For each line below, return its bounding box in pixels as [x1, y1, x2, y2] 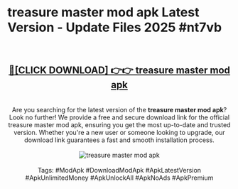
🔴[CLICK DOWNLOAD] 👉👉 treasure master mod [8, 65, 231, 77]
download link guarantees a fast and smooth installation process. [24, 136, 215, 144]
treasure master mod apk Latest [7, 4, 200, 21]
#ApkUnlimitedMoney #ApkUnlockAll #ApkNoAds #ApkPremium [25, 173, 214, 182]
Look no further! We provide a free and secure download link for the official [9, 113, 229, 121]
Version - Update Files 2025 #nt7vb [7, 19, 222, 36]
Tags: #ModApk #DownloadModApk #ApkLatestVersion [38, 166, 201, 174]
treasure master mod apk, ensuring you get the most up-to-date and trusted [8, 120, 231, 129]
